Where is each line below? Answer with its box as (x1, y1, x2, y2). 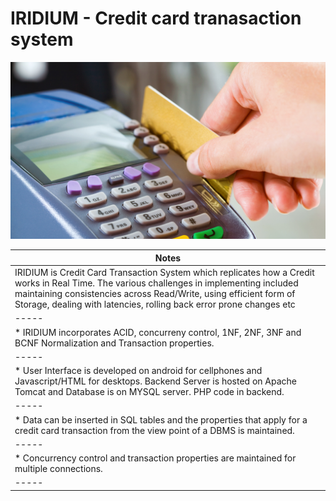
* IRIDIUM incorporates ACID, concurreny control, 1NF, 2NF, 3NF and (14, 326, 302, 338)
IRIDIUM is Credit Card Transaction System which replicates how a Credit (14, 267, 315, 279)
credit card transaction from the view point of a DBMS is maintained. (14, 424, 295, 436)
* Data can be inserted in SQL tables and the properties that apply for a (14, 413, 308, 426)
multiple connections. (14, 463, 103, 475)
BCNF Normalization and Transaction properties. (14, 337, 215, 349)
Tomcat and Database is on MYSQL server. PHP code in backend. (14, 386, 285, 398)
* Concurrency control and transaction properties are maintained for (14, 452, 297, 464)
